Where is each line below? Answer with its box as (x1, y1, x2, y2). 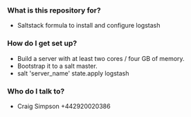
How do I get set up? (7, 39, 78, 48)
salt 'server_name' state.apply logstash (17, 69, 129, 78)
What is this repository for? (7, 6, 102, 15)
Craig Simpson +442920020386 (17, 102, 111, 110)
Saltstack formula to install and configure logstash (17, 21, 161, 30)
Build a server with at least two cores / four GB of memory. (17, 54, 185, 62)
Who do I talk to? (7, 86, 65, 96)
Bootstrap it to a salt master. (17, 62, 98, 70)
